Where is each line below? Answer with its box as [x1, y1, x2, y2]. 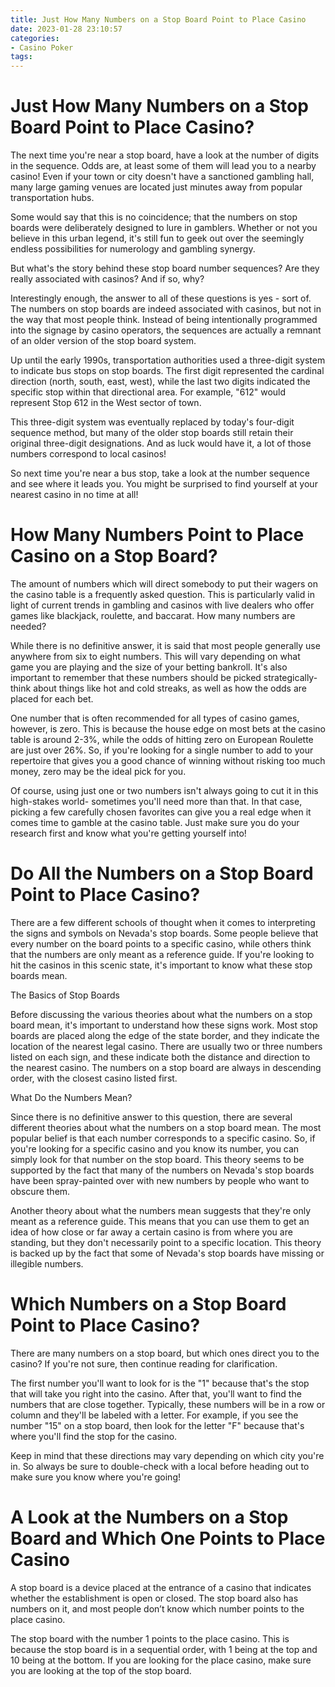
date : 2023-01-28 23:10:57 [10, 24, 123, 34]
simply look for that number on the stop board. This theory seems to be [10, 1153, 305, 1165]
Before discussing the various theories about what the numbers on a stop [10, 1008, 313, 1020]
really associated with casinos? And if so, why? [10, 273, 205, 285]
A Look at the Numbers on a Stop [10, 1506, 289, 1529]
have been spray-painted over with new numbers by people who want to [10, 1174, 310, 1186]
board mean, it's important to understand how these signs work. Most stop [10, 1019, 318, 1031]
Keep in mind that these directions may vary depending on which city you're [10, 1449, 325, 1461]
